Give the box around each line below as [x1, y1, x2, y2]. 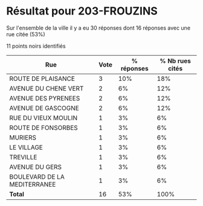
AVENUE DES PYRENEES [9, 94, 80, 102]
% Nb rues [159, 56, 192, 65]
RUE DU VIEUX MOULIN [9, 114, 77, 122]
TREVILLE [9, 153, 37, 161]
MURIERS [9, 133, 37, 141]
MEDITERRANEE [9, 180, 56, 188]
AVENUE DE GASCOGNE [9, 104, 80, 112]
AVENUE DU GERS [9, 163, 62, 171]
